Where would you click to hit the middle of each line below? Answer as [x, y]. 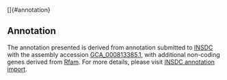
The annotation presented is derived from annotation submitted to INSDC [110, 47]
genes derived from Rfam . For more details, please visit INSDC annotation [111, 62]
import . [17, 69]
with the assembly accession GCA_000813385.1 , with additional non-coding [113, 54]
